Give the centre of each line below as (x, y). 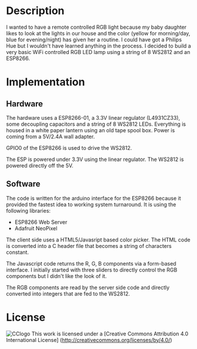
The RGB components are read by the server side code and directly (88, 287)
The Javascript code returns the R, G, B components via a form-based (91, 263)
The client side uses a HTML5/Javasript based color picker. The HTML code (98, 240)
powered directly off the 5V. (40, 165)
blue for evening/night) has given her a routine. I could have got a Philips (94, 39)
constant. (18, 252)
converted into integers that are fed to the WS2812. (68, 293)
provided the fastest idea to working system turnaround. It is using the (91, 204)
